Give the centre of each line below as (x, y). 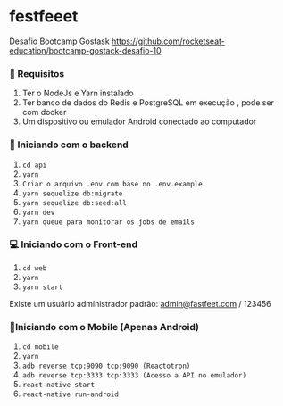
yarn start (42, 287)
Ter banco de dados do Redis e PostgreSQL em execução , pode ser (148, 103)
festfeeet (44, 17)
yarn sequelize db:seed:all (74, 203)
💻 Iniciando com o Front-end (74, 244)
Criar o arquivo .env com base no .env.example (112, 184)
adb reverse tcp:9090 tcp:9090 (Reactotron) (106, 366)
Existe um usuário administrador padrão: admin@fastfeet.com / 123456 (141, 303)
